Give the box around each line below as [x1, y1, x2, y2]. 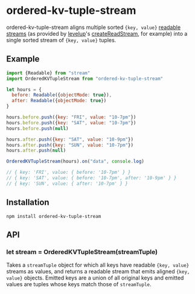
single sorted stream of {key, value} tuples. [6, 36, 117, 43]
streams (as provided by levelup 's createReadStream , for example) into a [6, 30, 188, 37]
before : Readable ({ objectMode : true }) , [11, 92, 112, 98]
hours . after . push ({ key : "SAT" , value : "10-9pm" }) [6, 136, 134, 142]
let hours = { [6, 86, 42, 92]
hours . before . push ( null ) [6, 125, 69, 132]
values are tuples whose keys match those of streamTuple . [6, 281, 152, 288]
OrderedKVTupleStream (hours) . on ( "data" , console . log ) [6, 158, 145, 165]
